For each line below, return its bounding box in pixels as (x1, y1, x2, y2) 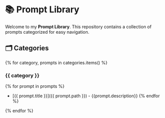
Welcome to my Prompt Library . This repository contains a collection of (5, 23, 152, 30)
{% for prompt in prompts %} (5, 83, 65, 89)
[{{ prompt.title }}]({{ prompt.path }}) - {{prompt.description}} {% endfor (12, 93, 160, 99)
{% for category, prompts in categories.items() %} (5, 59, 108, 65)
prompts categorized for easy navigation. (5, 29, 90, 35)
